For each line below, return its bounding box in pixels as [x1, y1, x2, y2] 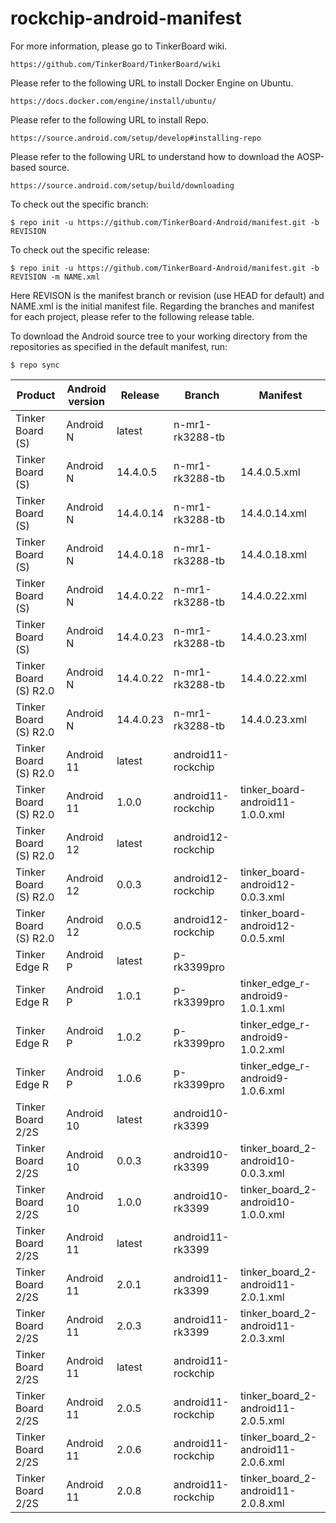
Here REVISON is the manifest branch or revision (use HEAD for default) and [10, 289, 325, 301]
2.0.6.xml [239, 1455, 285, 1469]
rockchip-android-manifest [10, 7, 242, 30]
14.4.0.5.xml [239, 465, 301, 479]
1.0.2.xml [239, 1042, 285, 1056]
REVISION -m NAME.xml [10, 272, 101, 282]
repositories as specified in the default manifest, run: [10, 340, 228, 352]
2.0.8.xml [239, 1496, 285, 1510]
